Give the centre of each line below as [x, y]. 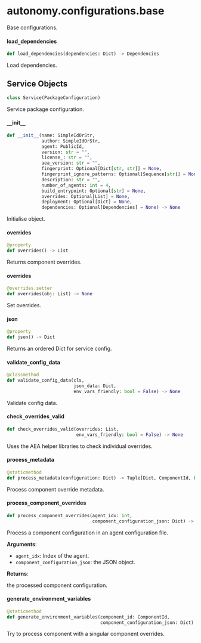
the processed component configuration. [57, 585]
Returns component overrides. [44, 262]
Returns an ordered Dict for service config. [59, 349]
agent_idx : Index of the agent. [52, 555]
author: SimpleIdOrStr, [71, 141]
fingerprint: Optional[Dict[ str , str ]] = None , [102, 169]
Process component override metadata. [55, 489]
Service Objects [37, 84]
